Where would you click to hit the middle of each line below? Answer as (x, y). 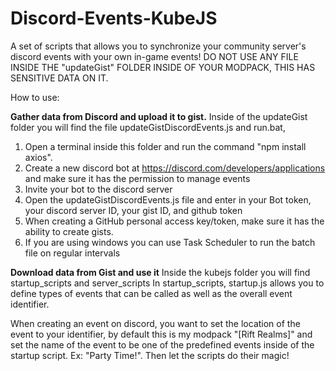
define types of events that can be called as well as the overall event (151, 293)
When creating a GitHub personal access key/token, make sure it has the (174, 221)
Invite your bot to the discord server (98, 189)
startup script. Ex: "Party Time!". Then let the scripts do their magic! (150, 355)
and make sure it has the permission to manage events (137, 178)
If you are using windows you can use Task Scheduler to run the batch (170, 242)
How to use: (35, 97)
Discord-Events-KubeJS (114, 18)
